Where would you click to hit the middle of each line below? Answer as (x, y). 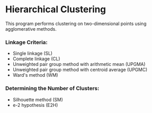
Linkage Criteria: (26, 42)
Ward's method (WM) (35, 75)
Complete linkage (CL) (36, 59)
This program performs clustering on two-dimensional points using (76, 24)
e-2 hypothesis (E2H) (35, 105)
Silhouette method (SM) (38, 99)
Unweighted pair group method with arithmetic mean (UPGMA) (79, 64)
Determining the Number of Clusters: (52, 88)
